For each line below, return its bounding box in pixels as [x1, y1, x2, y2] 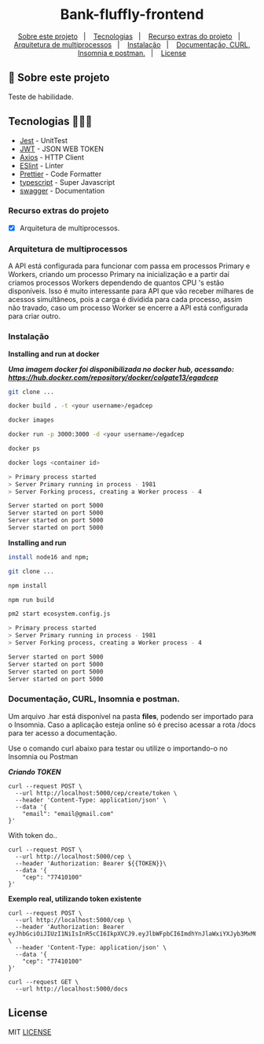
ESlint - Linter [19, 160, 64, 170]
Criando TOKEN [8, 767, 61, 777]
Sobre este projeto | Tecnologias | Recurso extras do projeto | [17, 31, 241, 41]
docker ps [8, 445, 41, 453]
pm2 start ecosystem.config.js [8, 610, 111, 618]
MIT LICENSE [8, 1027, 52, 1036]
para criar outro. [8, 312, 61, 321]
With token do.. [8, 830, 57, 839]
